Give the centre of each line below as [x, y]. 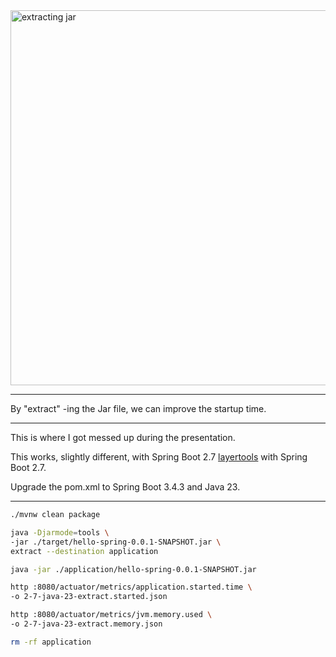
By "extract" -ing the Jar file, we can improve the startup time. [138, 408]
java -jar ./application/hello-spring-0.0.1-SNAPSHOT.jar [133, 569]
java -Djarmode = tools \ [60, 532]
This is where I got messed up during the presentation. [123, 437]
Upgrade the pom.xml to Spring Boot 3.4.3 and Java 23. [125, 487]
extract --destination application [84, 551]
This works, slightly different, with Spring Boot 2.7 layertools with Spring [159, 457]
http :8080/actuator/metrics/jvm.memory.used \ [111, 615]
